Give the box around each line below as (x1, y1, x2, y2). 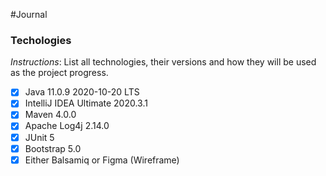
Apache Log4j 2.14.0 (24, 120, 110, 132)
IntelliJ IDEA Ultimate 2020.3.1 (24, 97, 148, 109)
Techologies (10, 33, 72, 47)
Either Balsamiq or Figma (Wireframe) (24, 154, 180, 166)
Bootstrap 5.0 (24, 142, 82, 154)
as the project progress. (10, 67, 109, 79)
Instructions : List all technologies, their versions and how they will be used (10, 56, 317, 68)
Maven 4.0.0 (24, 109, 77, 121)
